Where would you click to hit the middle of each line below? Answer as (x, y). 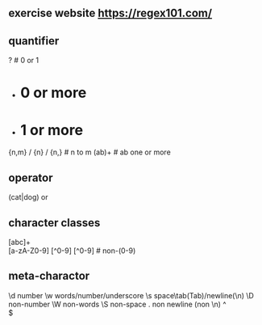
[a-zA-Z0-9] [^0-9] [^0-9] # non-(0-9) (72, 251)
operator (31, 177)
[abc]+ (19, 242)
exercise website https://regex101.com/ (110, 13)
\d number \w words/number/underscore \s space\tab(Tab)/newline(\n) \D (131, 295)
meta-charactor (49, 276)
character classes (54, 223)
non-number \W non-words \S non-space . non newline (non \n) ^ (118, 304)
